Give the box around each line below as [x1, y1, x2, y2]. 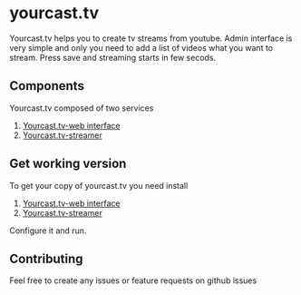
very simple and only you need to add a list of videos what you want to [9, 42, 274, 53]
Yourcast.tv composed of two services [9, 103, 154, 113]
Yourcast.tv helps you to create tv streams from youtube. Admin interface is [9, 33, 293, 44]
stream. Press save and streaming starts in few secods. [9, 52, 217, 63]
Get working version [9, 156, 127, 172]
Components [9, 78, 84, 93]
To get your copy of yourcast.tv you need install [9, 180, 189, 191]
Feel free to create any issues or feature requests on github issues [9, 275, 257, 286]
